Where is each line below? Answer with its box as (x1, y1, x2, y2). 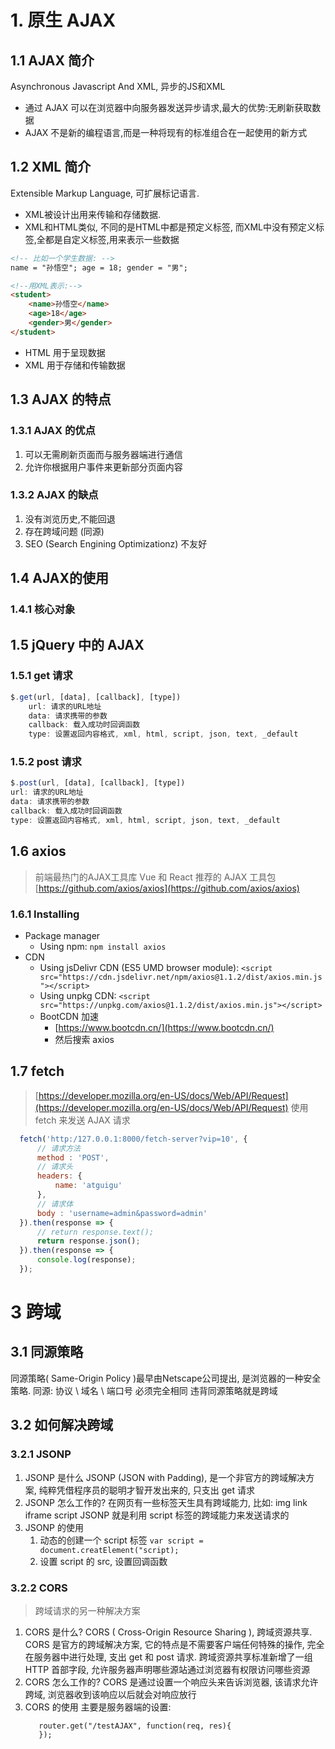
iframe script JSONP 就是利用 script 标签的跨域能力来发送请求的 (24, 1509, 290, 1521)
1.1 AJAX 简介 (10, 52, 95, 69)
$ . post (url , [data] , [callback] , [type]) (10, 778, 186, 788)
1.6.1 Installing (10, 907, 80, 921)
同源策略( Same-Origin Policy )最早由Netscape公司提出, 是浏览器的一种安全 (10, 1372, 322, 1384)
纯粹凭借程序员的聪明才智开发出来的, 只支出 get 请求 (38, 1484, 255, 1496)
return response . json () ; (36, 1236, 141, 1246)
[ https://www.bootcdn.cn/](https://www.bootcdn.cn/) (54, 1021, 275, 1033)
